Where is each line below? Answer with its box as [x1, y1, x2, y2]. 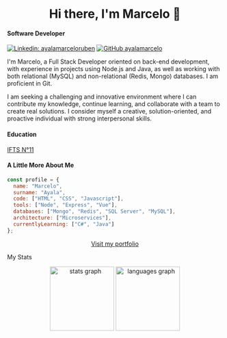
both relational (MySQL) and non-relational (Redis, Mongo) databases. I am [7, 72, 219, 81]
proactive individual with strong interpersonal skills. [7, 114, 152, 122]
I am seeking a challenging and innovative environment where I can [7, 92, 197, 101]
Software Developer [7, 29, 66, 37]
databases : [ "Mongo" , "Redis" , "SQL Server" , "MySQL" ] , [13, 208, 176, 215]
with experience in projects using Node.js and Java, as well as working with [7, 65, 220, 73]
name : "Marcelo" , [13, 183, 63, 190]
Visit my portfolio [91, 239, 139, 248]
